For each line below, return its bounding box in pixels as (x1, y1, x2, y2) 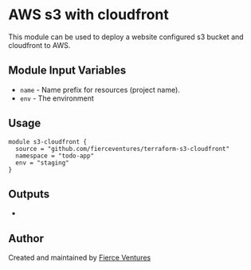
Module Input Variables (8, 64, 127, 77)
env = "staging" (15, 158, 69, 167)
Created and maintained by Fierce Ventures (8, 253, 151, 263)
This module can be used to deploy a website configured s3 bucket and (8, 32, 245, 42)
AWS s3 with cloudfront (8, 6, 169, 24)
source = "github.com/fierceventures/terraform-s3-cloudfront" (15, 145, 229, 153)
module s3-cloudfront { (8, 137, 88, 145)
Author (8, 232, 44, 245)
